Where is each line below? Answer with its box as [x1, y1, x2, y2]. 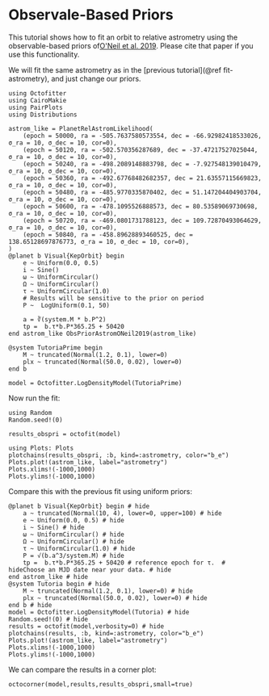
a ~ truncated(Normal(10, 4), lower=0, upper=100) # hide [23, 509, 222, 518]
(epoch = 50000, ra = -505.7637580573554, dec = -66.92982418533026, [23, 132, 263, 140]
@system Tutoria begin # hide [8, 580, 111, 588]
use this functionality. [8, 49, 80, 59]
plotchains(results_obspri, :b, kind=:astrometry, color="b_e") [8, 451, 229, 459]
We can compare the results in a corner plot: [8, 665, 157, 674]
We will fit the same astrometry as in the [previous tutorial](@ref [8, 65, 222, 74]
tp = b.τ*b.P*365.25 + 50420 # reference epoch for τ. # [23, 559, 226, 567]
